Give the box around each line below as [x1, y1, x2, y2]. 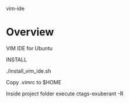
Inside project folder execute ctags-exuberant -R [6, 90, 124, 97]
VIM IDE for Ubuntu [6, 44, 53, 51]
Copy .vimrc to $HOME [6, 78, 62, 85]
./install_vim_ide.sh [6, 67, 51, 74]
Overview [6, 26, 54, 39]
